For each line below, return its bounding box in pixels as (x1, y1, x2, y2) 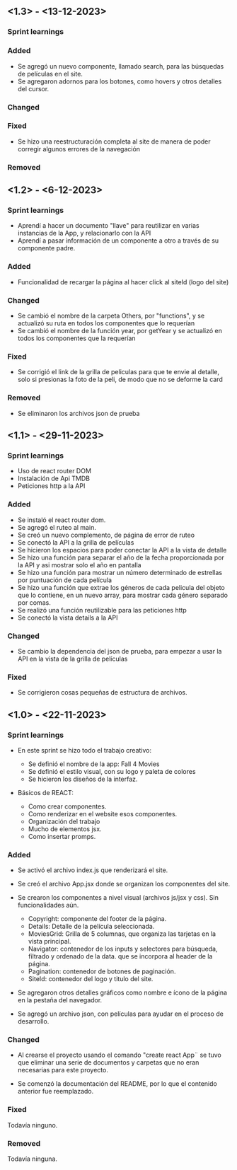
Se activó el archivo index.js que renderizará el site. (17, 866, 168, 874)
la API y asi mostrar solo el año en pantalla (17, 560, 141, 569)
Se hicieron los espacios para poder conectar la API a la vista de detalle (17, 545, 227, 554)
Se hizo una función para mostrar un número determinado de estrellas (17, 568, 223, 577)
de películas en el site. (17, 69, 83, 78)
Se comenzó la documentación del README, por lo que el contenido (17, 1079, 217, 1088)
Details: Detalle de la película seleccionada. (28, 922, 155, 931)
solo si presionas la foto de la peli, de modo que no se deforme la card (17, 375, 223, 384)
